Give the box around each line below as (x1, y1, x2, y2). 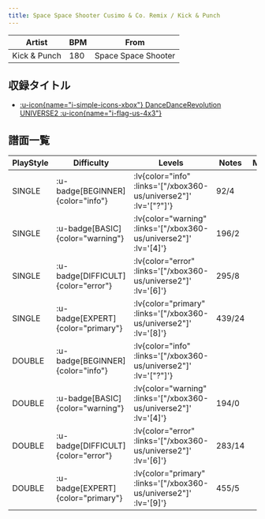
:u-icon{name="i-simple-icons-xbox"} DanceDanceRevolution (19, 100, 222, 110)
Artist (25, 36, 48, 47)
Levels (158, 157, 184, 168)
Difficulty (73, 157, 110, 168)
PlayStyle (12, 157, 49, 168)
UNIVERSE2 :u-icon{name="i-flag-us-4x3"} (19, 108, 162, 118)
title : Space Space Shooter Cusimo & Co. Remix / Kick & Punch (8, 11, 221, 20)
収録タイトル (8, 79, 71, 92)
